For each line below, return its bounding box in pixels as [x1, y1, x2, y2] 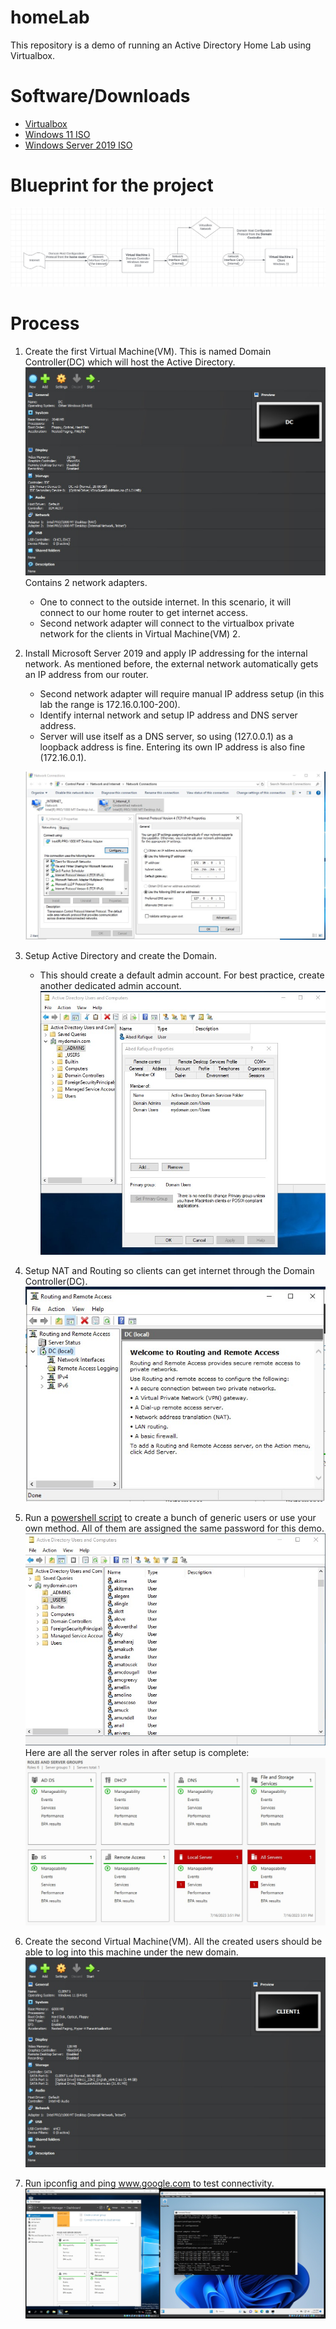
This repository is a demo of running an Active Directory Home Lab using [10, 39, 312, 51]
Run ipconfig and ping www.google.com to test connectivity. [24, 2177, 275, 2189]
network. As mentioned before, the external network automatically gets [24, 657, 319, 670]
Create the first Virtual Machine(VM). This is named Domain [24, 346, 272, 358]
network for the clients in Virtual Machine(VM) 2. [39, 627, 241, 640]
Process [10, 312, 80, 335]
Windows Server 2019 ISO [24, 139, 133, 151]
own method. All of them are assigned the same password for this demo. [24, 1522, 325, 1535]
